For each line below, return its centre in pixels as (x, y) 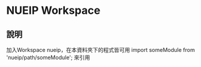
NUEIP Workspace (53, 11)
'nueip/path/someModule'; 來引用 (48, 57)
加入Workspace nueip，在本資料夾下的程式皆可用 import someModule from (101, 50)
